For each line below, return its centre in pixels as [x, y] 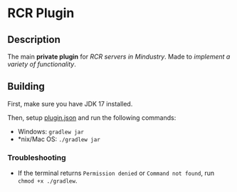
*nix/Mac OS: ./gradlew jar [59, 139]
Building [26, 87]
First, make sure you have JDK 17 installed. [70, 103]
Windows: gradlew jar [51, 131]
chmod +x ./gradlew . [47, 181]
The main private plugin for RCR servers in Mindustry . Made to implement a [119, 56]
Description [34, 40]
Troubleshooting [37, 157]
